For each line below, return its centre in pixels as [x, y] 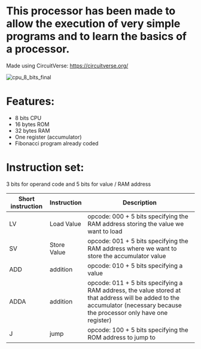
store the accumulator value [127, 256]
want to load [105, 231]
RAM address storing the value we [136, 224]
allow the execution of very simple [93, 24]
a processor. [38, 49]
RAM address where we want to [132, 248]
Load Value [66, 224]
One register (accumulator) [48, 137]
